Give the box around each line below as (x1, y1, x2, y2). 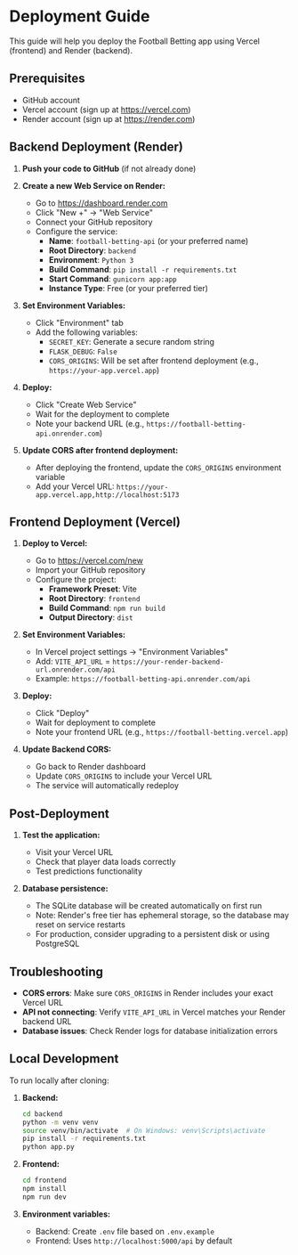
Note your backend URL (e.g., (35, 418, 145, 428)
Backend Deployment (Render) (9, 140, 184, 155)
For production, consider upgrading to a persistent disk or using (35, 929, 270, 940)
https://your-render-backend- (112, 657, 224, 667)
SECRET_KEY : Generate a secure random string (48, 336, 215, 346)
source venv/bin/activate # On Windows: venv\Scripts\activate (21, 1126, 266, 1135)
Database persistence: (21, 884, 109, 894)
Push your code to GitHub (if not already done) (21, 163, 197, 174)
